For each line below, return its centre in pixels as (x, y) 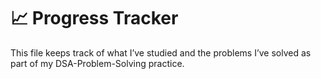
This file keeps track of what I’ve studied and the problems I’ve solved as (161, 52)
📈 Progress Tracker (94, 18)
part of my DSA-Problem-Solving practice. (97, 63)
